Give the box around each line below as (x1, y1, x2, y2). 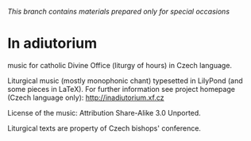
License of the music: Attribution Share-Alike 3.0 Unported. (7, 108, 202, 117)
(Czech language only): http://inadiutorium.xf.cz (7, 93, 164, 102)
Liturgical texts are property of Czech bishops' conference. (7, 123, 202, 133)
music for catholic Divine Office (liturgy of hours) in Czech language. (7, 60, 232, 70)
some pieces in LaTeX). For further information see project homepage (7, 84, 236, 93)
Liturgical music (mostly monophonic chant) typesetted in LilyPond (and (7, 75, 243, 86)
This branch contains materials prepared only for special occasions (7, 7, 230, 16)
